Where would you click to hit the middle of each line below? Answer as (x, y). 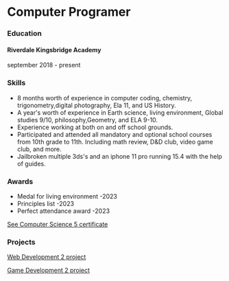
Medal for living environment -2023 (67, 196)
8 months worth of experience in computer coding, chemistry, (105, 98)
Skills (16, 83)
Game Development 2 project (49, 270)
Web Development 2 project (47, 257)
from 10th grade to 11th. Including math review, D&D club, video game (115, 142)
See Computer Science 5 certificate (58, 224)
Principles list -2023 (45, 203)
